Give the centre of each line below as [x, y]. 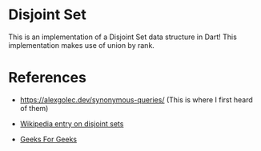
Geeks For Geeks [48, 139]
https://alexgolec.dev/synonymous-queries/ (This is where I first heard [137, 99]
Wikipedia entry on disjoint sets [72, 123]
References [47, 78]
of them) [34, 108]
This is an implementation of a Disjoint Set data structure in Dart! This [123, 37]
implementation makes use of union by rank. [81, 45]
